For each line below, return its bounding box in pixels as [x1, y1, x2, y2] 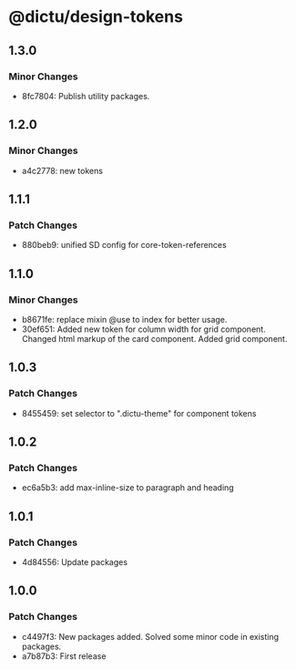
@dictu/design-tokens [8, 6, 184, 27]
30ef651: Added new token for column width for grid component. [21, 324, 266, 334]
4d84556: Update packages [21, 557, 128, 567]
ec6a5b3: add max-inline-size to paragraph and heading [21, 482, 234, 493]
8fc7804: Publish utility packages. [21, 90, 150, 101]
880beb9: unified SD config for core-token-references [21, 240, 227, 251]
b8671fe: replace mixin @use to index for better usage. [21, 314, 228, 324]
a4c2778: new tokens [21, 165, 104, 176]
